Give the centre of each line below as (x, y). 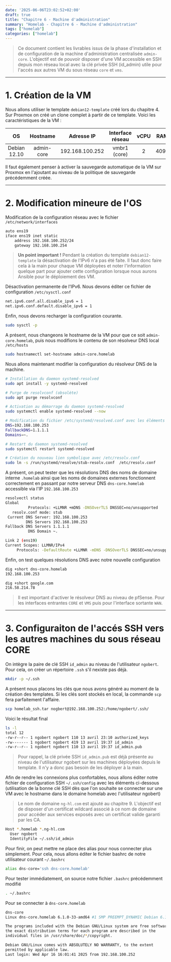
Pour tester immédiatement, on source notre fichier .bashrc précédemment (84, 878)
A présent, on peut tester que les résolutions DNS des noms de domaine (81, 473)
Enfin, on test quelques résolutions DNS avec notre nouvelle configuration (83, 560)
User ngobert (24, 834)
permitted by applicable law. (37, 950)
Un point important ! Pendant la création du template (74, 255)
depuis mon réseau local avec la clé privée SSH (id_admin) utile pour (90, 65)
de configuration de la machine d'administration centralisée (80, 54)
